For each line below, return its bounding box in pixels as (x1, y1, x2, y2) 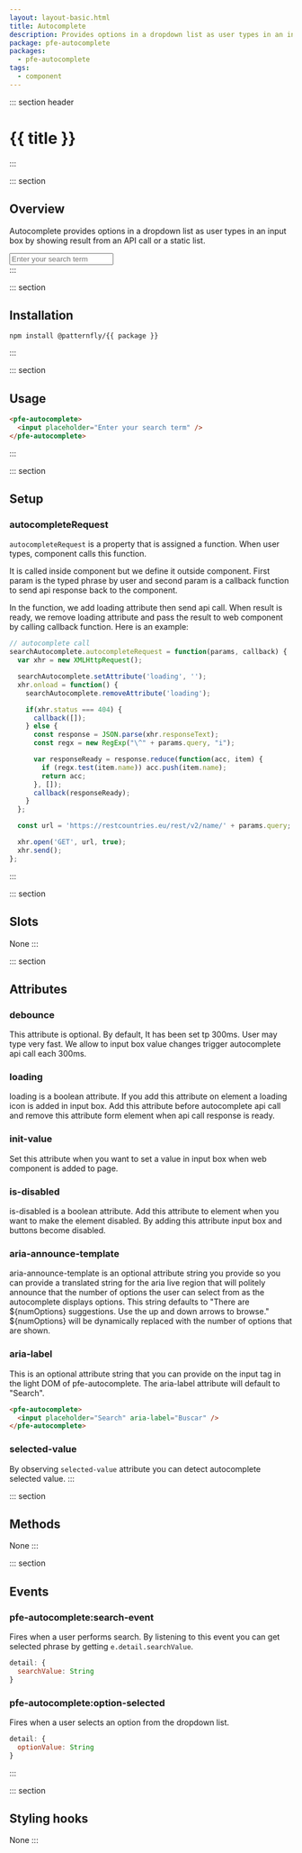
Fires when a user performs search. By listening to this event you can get (9, 1631, 280, 1642)
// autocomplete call (9, 639, 91, 649)
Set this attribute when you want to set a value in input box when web (9, 1153, 267, 1164)
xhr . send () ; (17, 846, 63, 855)
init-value (9, 1132, 52, 1145)
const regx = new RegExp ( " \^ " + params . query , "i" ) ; (32, 739, 235, 748)
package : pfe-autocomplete (9, 38, 111, 48)
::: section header (9, 96, 75, 107)
